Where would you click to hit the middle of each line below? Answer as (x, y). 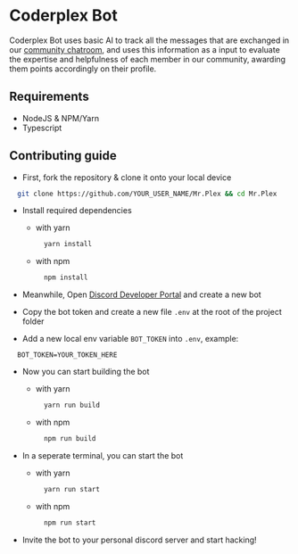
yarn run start (72, 489)
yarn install (67, 244)
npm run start (70, 523)
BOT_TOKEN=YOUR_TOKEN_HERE (67, 355)
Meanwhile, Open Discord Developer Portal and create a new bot (141, 294)
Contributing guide (63, 156)
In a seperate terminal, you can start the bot (103, 455)
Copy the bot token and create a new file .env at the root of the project (152, 312)
